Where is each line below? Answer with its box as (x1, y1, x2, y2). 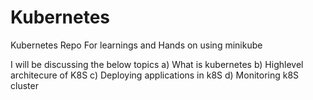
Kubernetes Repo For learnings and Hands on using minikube (10, 39, 263, 51)
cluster (10, 79, 39, 91)
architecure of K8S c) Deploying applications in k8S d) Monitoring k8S (10, 69, 300, 81)
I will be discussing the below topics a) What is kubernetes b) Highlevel (10, 58, 304, 70)
